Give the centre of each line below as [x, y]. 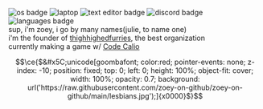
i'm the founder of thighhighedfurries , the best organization [107, 38]
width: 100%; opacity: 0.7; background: [135, 79]
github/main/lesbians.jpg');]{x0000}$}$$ [135, 96]
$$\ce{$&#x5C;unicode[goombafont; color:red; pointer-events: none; [131, 62]
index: [27, 71]
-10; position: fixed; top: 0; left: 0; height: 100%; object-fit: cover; [146, 71]
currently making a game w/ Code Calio [74, 46]
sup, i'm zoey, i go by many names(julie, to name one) [98, 29]
